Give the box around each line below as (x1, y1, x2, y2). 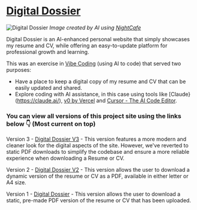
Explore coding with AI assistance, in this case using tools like (14, 90, 168, 98)
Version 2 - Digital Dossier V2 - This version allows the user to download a (6, 166, 190, 174)
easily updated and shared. (14, 84, 83, 91)
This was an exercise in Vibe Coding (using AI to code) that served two (6, 60, 181, 67)
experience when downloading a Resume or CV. (6, 154, 125, 162)
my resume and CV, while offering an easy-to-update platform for (6, 42, 168, 49)
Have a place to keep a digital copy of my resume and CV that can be (14, 78, 186, 85)
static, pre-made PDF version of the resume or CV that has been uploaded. (6, 197, 192, 204)
